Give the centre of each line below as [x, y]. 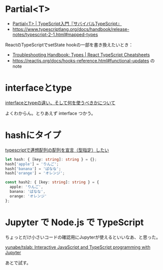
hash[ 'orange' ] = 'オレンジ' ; [35, 173]
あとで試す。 [18, 263]
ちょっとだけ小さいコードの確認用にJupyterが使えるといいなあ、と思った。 [83, 237]
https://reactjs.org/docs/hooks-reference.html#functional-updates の [83, 60]
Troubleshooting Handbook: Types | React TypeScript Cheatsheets [81, 55]
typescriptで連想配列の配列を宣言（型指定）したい [57, 150]
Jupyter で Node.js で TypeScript [75, 222]
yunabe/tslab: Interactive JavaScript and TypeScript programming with [78, 247]
